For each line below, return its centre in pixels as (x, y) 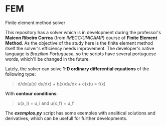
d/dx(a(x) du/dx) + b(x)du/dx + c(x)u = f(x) (61, 84)
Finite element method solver (35, 23)
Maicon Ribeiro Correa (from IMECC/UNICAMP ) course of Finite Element (81, 38)
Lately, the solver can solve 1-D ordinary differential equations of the (77, 69)
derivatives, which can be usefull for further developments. (66, 118)
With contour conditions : (32, 93)
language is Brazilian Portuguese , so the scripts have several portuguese (81, 54)
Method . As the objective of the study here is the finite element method (79, 43)
